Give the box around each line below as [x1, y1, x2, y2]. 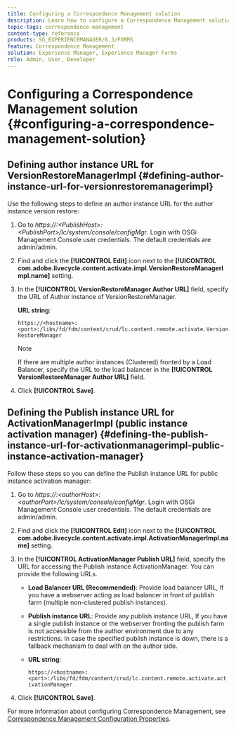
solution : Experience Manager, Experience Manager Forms [7, 50, 178, 57]
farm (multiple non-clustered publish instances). [27, 598, 168, 606]
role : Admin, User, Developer [7, 56, 96, 63]
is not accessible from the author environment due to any [27, 626, 195, 635]
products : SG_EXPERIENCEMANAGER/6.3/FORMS [7, 36, 133, 44]
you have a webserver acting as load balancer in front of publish [27, 590, 215, 599]
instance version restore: [7, 206, 79, 215]
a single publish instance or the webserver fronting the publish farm [27, 619, 225, 628]
